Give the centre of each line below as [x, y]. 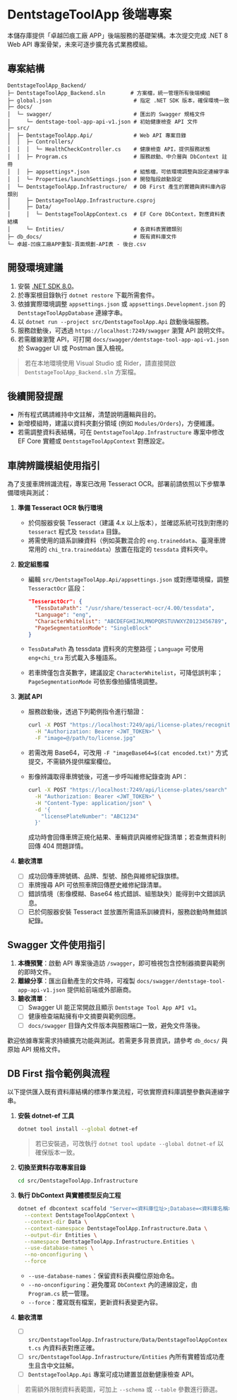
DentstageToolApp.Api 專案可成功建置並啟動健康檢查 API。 [113, 1375]
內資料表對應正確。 [71, 1348]
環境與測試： [32, 493]
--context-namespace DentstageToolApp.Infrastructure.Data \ [116, 1228]
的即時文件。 [36, 972]
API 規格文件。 [43, 1049]
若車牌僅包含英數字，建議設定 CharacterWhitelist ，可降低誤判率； [126, 673]
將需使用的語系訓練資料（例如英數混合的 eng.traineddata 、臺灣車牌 [127, 540]
